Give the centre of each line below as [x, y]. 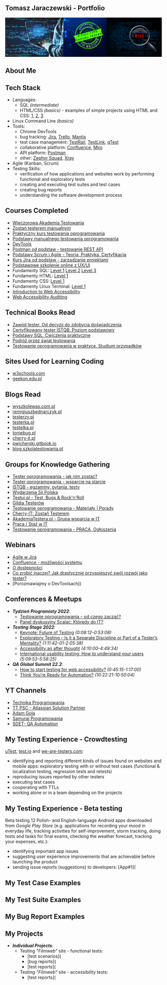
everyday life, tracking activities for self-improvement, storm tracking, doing [83, 831]
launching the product [35, 862]
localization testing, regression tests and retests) [62, 772]
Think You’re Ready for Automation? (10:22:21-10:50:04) [77, 674]
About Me [21, 71]
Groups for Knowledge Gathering [58, 464]
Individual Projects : [33, 946]
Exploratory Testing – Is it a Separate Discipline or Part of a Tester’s [88, 638]
